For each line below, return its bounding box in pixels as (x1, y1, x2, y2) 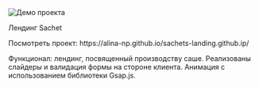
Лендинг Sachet (8, 23, 62, 33)
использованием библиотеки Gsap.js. (8, 71, 137, 80)
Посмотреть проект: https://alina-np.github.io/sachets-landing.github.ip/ (8, 39, 249, 48)
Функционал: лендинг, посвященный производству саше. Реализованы (8, 54, 252, 63)
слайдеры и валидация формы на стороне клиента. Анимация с (8, 63, 226, 71)
